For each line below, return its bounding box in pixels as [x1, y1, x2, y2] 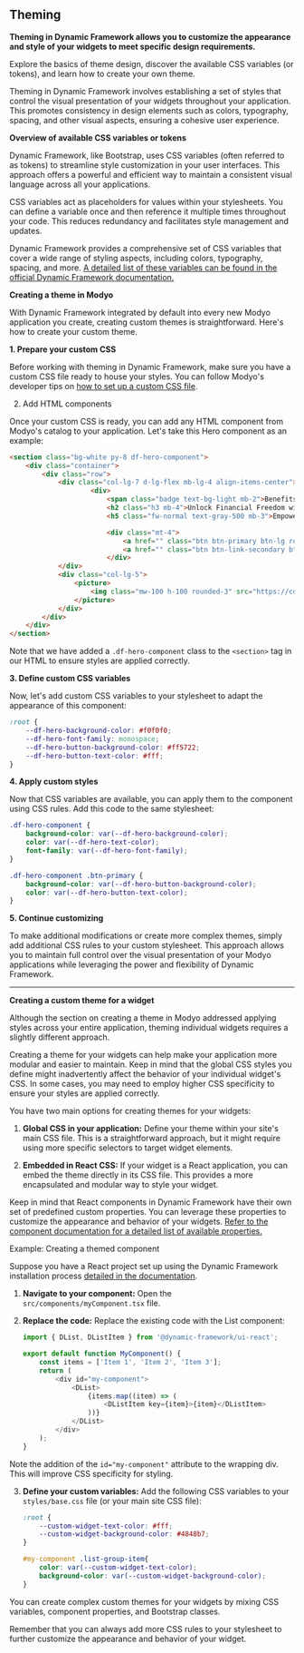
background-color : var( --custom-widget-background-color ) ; [39, 1571, 267, 1580]
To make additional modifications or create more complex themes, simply [9, 930, 283, 942]
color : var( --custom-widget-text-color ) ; [39, 1563, 197, 1572]
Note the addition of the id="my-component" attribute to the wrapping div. [9, 1458, 279, 1469]
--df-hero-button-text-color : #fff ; [25, 751, 165, 760]
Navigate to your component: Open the [22, 1288, 172, 1299]
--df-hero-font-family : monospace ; [25, 734, 160, 743]
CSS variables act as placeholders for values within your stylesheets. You [9, 196, 283, 207]
